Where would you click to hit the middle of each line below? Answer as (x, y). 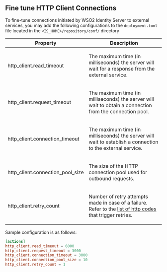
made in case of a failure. (118, 203)
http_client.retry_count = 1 (35, 265)
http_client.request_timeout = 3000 (43, 251)
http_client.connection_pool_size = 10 (46, 260)
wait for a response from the (122, 68)
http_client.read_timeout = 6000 (40, 246)
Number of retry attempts (118, 197)
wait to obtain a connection (121, 105)
